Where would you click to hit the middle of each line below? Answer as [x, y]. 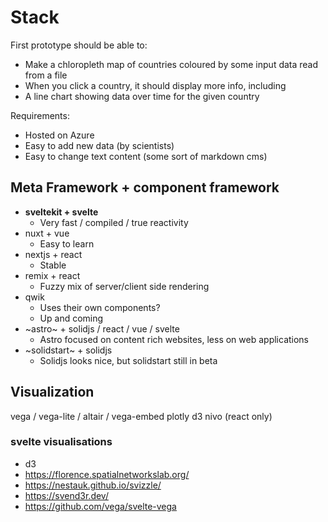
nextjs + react [53, 254]
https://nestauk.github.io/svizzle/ [93, 485]
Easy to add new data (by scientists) [99, 145]
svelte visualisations [61, 442]
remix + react [52, 275]
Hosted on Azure [59, 135]
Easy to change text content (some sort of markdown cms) [146, 156]
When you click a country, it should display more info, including [155, 85]
